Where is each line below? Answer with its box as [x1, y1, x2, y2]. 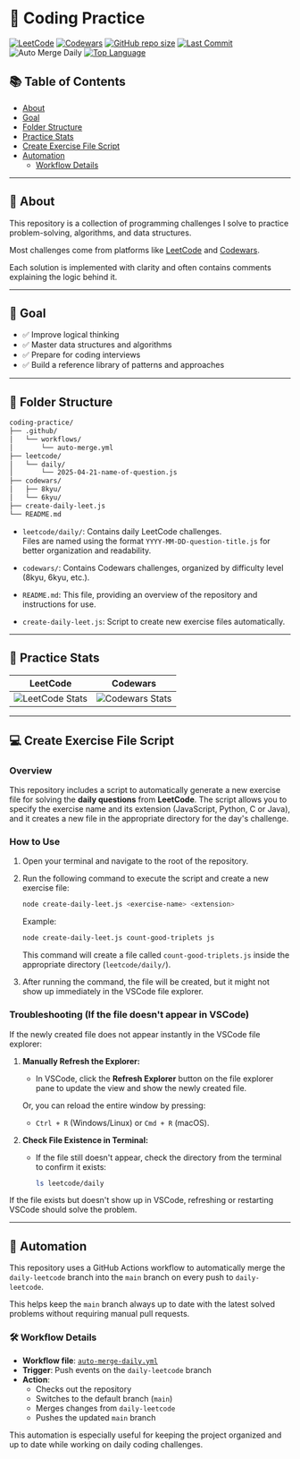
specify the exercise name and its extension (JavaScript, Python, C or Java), [9, 804, 291, 815]
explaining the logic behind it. [9, 271, 118, 282]
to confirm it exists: [35, 1161, 107, 1172]
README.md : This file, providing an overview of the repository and [21, 589, 258, 600]
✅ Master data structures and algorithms [21, 339, 172, 350]
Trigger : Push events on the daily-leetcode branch [21, 1364, 212, 1375]
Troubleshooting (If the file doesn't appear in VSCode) [9, 1009, 250, 1021]
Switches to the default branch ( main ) [35, 1393, 173, 1404]
